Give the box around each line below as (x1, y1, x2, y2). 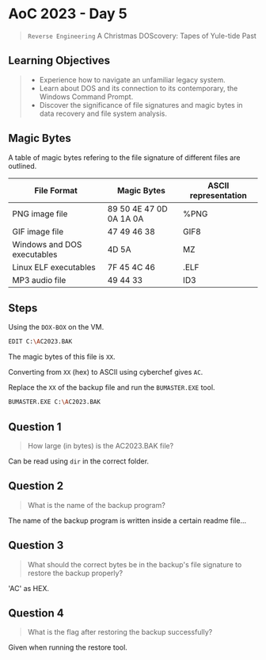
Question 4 (8, 606, 65, 620)
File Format (34, 185, 78, 196)
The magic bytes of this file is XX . (8, 352, 116, 361)
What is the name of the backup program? (27, 500, 166, 509)
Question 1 (8, 420, 62, 433)
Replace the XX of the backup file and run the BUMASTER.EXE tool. (8, 383, 215, 392)
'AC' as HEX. (8, 583, 50, 593)
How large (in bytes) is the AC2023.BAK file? (27, 441, 174, 450)
